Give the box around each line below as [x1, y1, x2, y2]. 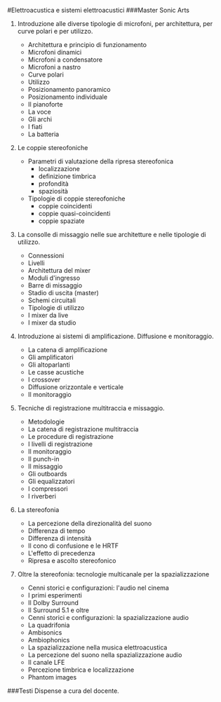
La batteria [27, 130, 60, 138]
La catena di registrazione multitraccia [27, 425, 139, 433]
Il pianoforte [27, 100, 63, 108]
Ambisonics [27, 628, 62, 637]
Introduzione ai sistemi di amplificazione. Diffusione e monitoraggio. [17, 332, 214, 340]
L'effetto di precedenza [27, 549, 95, 557]
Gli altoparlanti [27, 360, 70, 369]
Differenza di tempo [27, 527, 86, 535]
